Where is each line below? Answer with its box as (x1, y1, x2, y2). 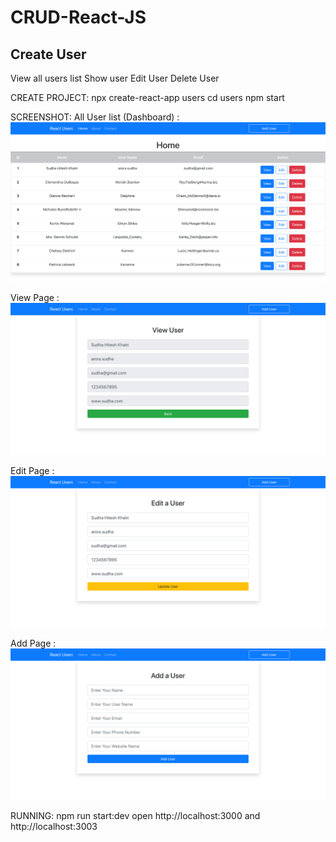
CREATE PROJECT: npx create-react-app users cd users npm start (10, 92, 285, 103)
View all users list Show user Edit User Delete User (10, 72, 220, 84)
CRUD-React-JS (10, 6, 147, 29)
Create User (10, 46, 87, 63)
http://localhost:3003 (10, 820, 98, 832)
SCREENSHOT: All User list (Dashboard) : (10, 111, 180, 123)
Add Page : (10, 637, 57, 649)
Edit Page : (10, 464, 55, 476)
